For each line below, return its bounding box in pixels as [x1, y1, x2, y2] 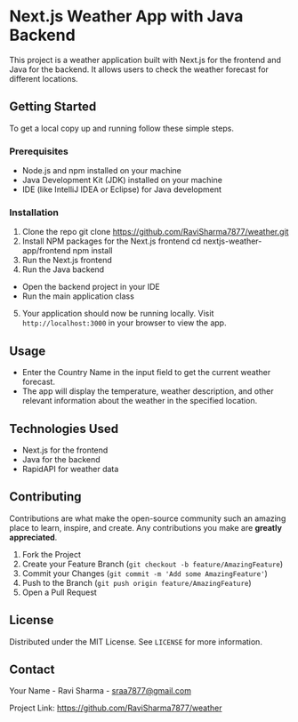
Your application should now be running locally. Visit [21, 309, 214, 319]
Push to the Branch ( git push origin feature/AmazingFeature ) [21, 577, 252, 588]
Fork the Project [21, 549, 82, 559]
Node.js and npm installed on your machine [21, 165, 182, 176]
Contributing [9, 489, 82, 504]
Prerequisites [9, 145, 68, 157]
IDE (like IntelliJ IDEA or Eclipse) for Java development [21, 184, 222, 195]
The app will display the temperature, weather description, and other [21, 386, 274, 397]
